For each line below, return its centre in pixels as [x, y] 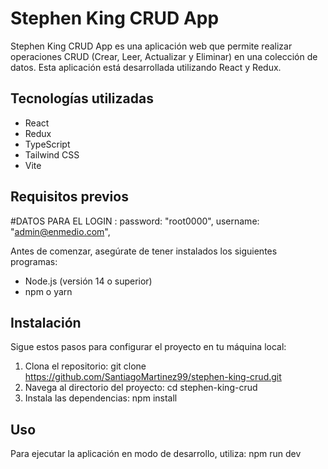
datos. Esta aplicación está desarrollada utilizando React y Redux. [146, 67]
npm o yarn [48, 291]
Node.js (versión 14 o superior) [88, 281]
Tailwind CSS [52, 154]
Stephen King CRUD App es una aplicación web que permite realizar [151, 46]
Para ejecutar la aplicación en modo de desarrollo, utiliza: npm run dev [156, 454]
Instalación [46, 322]
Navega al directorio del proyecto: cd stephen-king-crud [141, 388]
